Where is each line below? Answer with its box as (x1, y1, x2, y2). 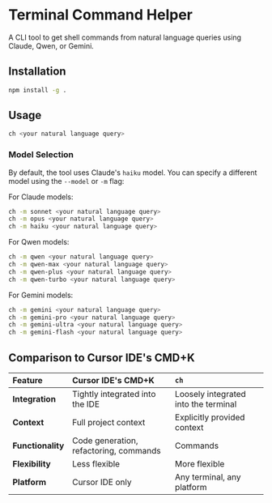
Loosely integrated (175, 389, 247, 400)
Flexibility (12, 458, 51, 470)
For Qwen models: (8, 237, 70, 247)
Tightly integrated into (71, 389, 156, 400)
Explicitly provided (175, 411, 245, 423)
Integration (12, 394, 57, 405)
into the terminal (175, 399, 237, 410)
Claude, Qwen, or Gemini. (8, 40, 95, 50)
